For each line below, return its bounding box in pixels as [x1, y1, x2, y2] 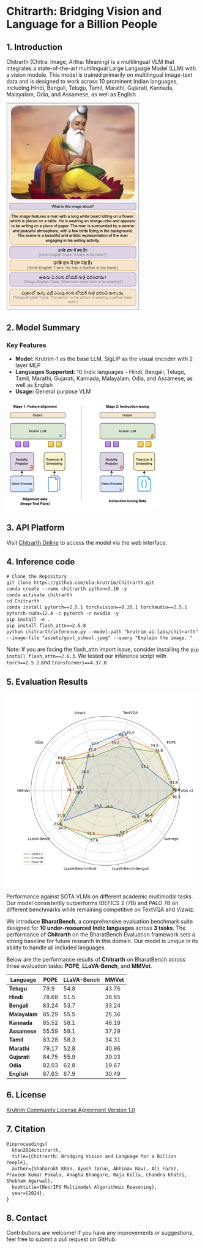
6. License [6, 1090, 47, 1100]
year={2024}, [12, 1190, 45, 1196]
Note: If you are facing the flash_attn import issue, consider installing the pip [6, 646, 199, 653]
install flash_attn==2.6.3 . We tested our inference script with [6, 652, 167, 660]
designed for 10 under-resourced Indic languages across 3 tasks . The [6, 924, 186, 932]
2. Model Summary [6, 322, 81, 333]
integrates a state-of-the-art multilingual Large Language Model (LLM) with [6, 64, 196, 72]
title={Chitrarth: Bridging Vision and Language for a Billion [12, 1153, 176, 1159]
